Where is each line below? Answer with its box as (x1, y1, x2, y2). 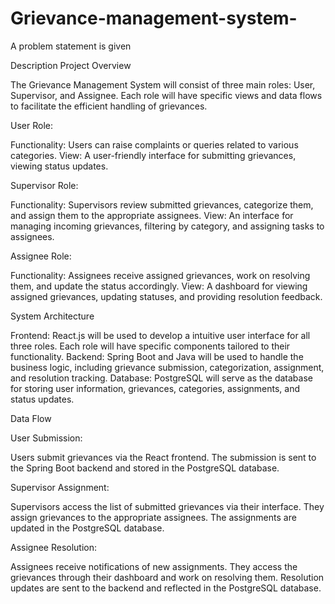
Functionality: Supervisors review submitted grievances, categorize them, (10, 198, 314, 211)
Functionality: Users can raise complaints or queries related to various (10, 138, 299, 151)
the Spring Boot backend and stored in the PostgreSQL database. (10, 462, 280, 474)
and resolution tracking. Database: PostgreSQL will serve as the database (10, 372, 313, 384)
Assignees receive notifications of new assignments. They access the (10, 560, 298, 572)
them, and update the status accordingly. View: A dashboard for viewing (10, 280, 308, 292)
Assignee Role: (10, 250, 72, 262)
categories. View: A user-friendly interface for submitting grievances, (10, 149, 297, 161)
